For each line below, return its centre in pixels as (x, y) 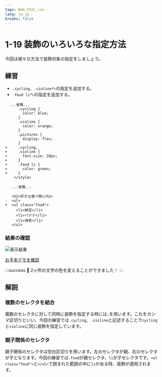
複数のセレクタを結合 (30, 302)
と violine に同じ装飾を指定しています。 (45, 326)
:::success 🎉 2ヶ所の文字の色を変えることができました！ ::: (64, 270)
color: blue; (36, 113)
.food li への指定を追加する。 (42, 95)
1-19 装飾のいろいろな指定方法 (66, 44)
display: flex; (38, 139)
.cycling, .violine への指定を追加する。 (53, 89)
